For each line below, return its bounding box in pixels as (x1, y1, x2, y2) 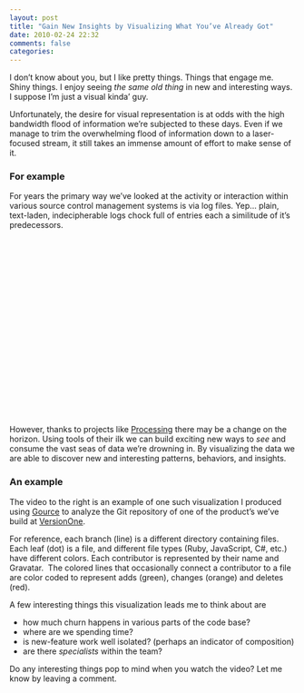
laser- (252, 128, 275, 139)
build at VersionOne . (9, 515, 86, 527)
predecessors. (9, 220, 64, 231)
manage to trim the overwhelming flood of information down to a (9, 128, 251, 139)
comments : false (9, 38, 71, 48)
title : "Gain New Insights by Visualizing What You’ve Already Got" (9, 22, 274, 31)
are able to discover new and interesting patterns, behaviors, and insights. (9, 453, 287, 464)
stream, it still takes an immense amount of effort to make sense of (42, 138, 292, 149)
